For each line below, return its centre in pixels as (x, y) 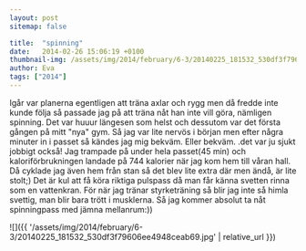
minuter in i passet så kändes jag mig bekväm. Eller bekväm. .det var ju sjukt (153, 141)
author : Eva (32, 68)
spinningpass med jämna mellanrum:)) (81, 209)
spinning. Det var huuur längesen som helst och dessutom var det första (145, 122)
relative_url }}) (249, 236)
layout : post (34, 18)
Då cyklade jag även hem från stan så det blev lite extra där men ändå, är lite (153, 171)
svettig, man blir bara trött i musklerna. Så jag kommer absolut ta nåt (138, 199)
